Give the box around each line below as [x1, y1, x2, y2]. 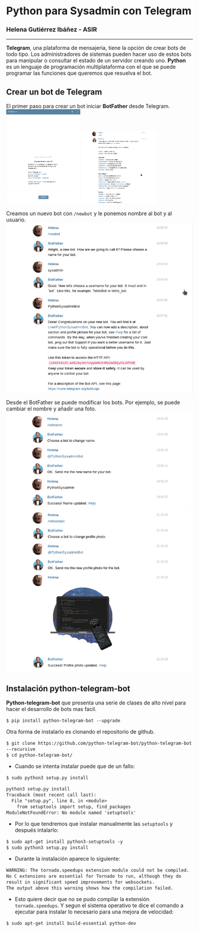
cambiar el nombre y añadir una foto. [6, 405, 97, 412]
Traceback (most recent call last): [6, 792, 97, 798]
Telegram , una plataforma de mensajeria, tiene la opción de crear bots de [6, 45, 187, 52]
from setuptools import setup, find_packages [17, 804, 131, 810]
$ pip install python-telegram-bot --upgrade [6, 718, 120, 724]
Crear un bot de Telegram [6, 87, 102, 97]
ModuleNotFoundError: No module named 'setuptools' [6, 810, 136, 816]
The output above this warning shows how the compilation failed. [6, 885, 174, 892]
